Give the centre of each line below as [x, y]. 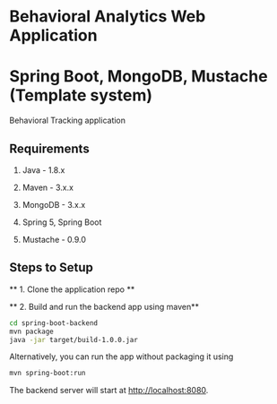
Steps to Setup [52, 267]
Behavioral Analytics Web [108, 17]
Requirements [49, 148]
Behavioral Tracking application [68, 120]
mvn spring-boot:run [48, 374]
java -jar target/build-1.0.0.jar [74, 340]
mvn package [31, 331]
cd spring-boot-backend [54, 323]
